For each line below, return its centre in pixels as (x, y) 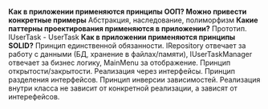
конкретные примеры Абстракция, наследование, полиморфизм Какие (133, 20)
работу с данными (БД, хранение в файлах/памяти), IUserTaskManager (130, 54)
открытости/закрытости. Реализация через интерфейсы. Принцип (122, 71)
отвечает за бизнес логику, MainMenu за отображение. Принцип (120, 63)
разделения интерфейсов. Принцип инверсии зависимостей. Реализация (134, 80)
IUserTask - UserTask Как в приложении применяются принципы (122, 37)
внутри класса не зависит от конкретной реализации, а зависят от (123, 88)
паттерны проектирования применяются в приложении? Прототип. (128, 28)
